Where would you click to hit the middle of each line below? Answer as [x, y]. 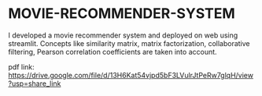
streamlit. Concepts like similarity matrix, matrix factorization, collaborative [129, 43]
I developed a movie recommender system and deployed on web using [123, 35]
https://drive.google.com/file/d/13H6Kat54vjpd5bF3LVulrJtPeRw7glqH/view [131, 75]
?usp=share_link [35, 84]
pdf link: [22, 66]
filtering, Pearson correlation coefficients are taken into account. [113, 52]
